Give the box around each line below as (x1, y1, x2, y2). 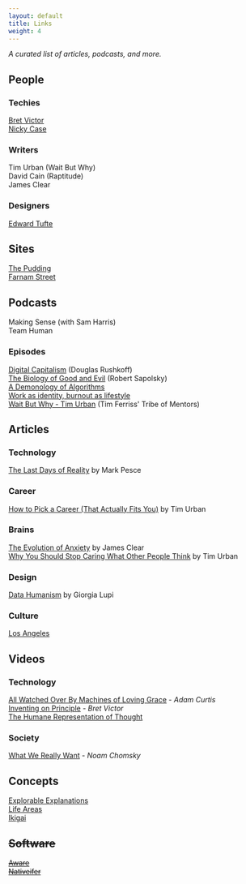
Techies (8, 97, 40, 108)
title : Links (8, 19, 53, 28)
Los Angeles (8, 629, 50, 638)
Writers (8, 144, 39, 155)
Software (8, 836, 56, 850)
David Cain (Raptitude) (8, 171, 84, 181)
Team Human (8, 326, 53, 336)
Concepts (8, 774, 59, 787)
